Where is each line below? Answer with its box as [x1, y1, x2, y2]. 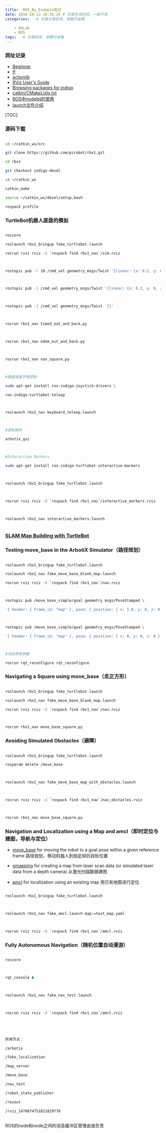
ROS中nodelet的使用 [12, 96, 54, 102]
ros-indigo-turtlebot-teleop [5, 392, 65, 398]
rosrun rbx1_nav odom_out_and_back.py [5, 339, 85, 344]
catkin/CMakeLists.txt [12, 90, 57, 96]
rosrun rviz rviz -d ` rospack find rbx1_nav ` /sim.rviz [5, 250, 121, 256]
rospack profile [5, 204, 39, 209]
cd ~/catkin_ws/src [5, 141, 45, 147]
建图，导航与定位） [5, 835, 51, 842]
